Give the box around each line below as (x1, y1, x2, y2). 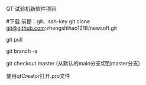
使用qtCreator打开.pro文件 (6, 73, 70, 79)
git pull (6, 36, 23, 43)
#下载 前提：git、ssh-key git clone (6, 18, 90, 25)
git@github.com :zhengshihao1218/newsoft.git (6, 24, 117, 32)
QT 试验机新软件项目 (6, 5, 57, 12)
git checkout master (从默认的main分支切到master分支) (6, 60, 141, 67)
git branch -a (6, 48, 38, 55)
